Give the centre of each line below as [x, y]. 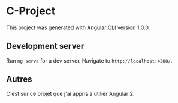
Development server [45, 46]
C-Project [31, 11]
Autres [19, 79]
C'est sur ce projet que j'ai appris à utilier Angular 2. [70, 93]
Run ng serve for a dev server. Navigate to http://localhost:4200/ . [89, 60]
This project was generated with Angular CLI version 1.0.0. [78, 27]
